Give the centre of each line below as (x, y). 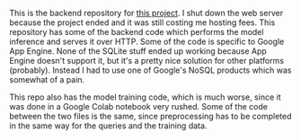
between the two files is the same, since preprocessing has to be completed (150, 116)
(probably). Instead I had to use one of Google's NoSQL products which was (150, 70)
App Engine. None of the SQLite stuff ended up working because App (138, 51)
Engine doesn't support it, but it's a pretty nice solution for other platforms (147, 61)
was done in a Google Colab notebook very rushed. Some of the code (138, 106)
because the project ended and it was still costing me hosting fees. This (142, 22)
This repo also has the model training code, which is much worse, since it (145, 97)
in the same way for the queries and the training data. (108, 126)
